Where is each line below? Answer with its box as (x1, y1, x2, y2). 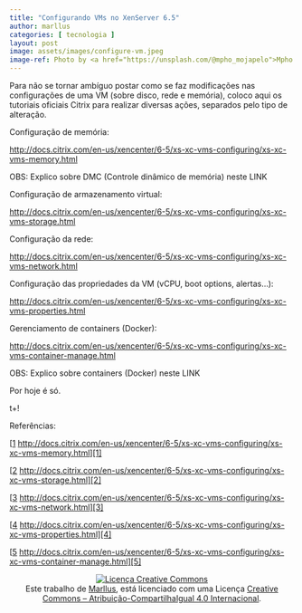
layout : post (9, 38, 59, 48)
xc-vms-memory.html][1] (9, 447, 102, 458)
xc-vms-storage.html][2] (9, 474, 102, 485)
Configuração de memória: (9, 127, 110, 137)
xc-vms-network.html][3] (9, 502, 104, 512)
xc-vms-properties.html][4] (9, 529, 112, 540)
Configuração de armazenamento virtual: (9, 189, 163, 199)
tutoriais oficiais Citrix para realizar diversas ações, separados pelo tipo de (9, 100, 288, 110)
